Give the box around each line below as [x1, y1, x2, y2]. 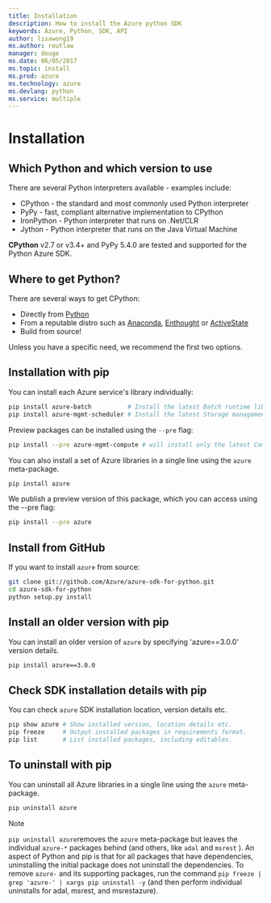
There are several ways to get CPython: [8, 294, 140, 303]
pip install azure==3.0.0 [8, 661, 95, 669]
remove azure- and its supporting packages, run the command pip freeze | [8, 868, 262, 878]
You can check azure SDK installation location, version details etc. [8, 705, 227, 714]
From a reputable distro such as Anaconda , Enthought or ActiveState [19, 318, 248, 328]
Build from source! [19, 327, 82, 337]
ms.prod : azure [8, 72, 60, 80]
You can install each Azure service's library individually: [8, 387, 194, 396]
